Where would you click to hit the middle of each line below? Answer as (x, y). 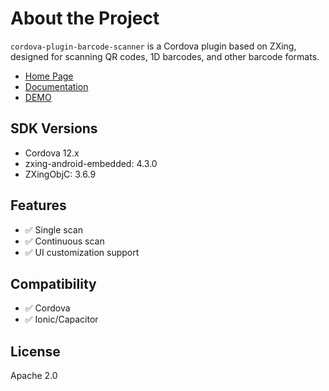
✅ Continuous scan (64, 241)
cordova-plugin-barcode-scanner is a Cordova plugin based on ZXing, (153, 46)
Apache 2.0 (34, 376)
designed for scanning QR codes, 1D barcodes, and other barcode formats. (165, 56)
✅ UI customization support (82, 252)
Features (38, 205)
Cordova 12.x (52, 153)
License (35, 351)
